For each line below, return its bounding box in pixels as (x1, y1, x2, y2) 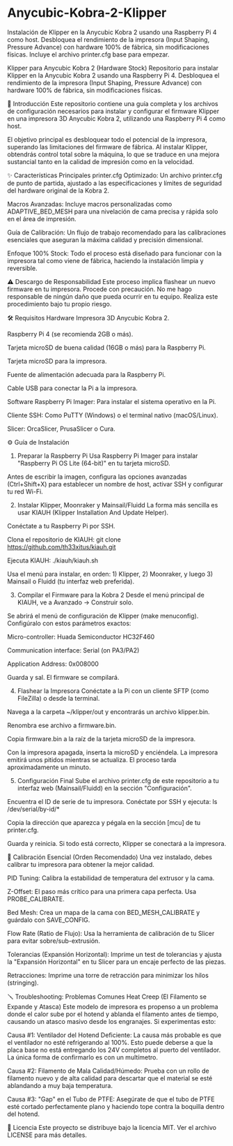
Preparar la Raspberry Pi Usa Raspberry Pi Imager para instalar (17, 452, 198, 460)
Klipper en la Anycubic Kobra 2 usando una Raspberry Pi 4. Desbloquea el (7, 71, 220, 80)
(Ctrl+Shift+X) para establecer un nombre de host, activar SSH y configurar (7, 479, 224, 488)
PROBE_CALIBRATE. (7, 895, 65, 903)
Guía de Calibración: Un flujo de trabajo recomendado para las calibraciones (7, 228, 226, 237)
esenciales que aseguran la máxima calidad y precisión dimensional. (7, 235, 204, 244)
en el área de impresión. (7, 214, 77, 223)
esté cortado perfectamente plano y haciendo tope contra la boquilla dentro (7, 1102, 225, 1110)
